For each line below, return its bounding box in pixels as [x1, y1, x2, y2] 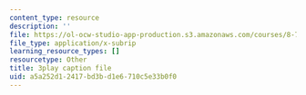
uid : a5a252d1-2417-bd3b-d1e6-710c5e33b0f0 [9, 72, 178, 81]
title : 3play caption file [9, 64, 112, 73]
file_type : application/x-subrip [9, 38, 137, 48]
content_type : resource [9, 13, 100, 23]
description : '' [9, 22, 71, 31]
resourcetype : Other [9, 55, 88, 64]
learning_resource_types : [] [9, 47, 120, 56]
